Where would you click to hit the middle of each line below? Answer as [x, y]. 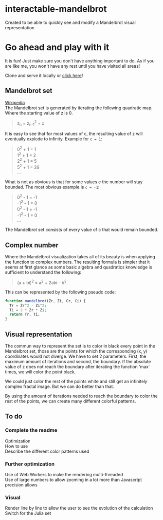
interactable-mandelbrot [56, 9]
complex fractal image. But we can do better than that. [60, 386]
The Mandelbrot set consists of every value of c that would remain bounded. [82, 230]
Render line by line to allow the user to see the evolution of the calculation [79, 508]
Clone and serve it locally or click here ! [44, 75]
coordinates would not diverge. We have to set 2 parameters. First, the [76, 356]
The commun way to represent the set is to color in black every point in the [80, 346]
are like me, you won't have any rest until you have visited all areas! [72, 66]
